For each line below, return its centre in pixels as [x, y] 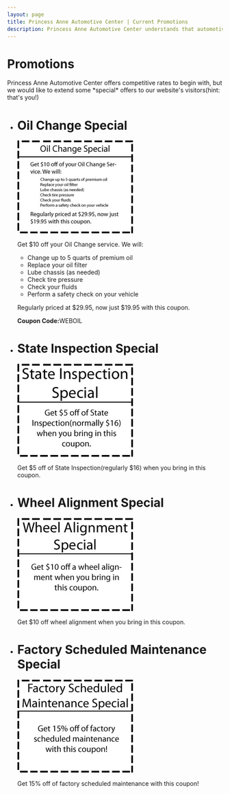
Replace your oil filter [57, 265]
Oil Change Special [72, 125]
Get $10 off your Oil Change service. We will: [80, 245]
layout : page [26, 14]
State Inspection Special [88, 349]
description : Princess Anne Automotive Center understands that [101, 29]
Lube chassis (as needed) [64, 272]
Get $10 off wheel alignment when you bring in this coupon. [101, 622]
